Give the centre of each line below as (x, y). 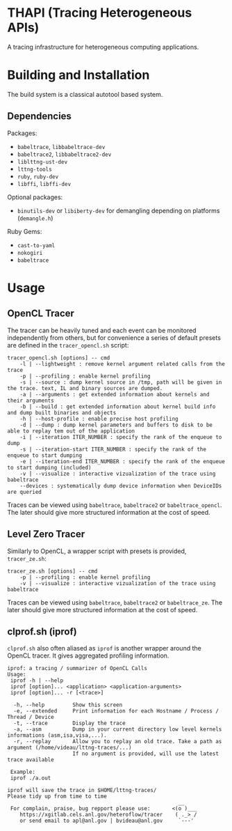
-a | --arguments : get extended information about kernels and (115, 394)
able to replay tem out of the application (71, 431)
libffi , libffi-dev (44, 183)
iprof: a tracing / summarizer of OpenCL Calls (77, 669)
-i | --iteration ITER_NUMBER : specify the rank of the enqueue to (121, 437)
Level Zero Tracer (46, 534)
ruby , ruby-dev (38, 176)
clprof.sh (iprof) (42, 631)
